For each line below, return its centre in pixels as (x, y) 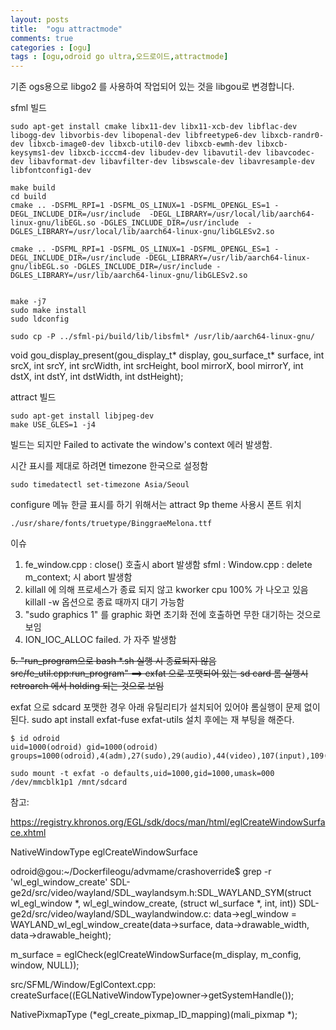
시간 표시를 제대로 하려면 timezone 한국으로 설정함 (109, 466)
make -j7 (28, 302)
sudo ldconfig (40, 319)
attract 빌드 (33, 397)
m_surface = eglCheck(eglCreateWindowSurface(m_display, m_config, (156, 955)
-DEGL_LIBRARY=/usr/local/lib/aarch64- (231, 214)
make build (33, 188)
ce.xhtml (28, 833)
